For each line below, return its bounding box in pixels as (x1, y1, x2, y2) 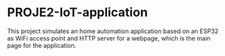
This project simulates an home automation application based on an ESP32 (7, 27, 219, 35)
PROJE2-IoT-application (7, 5, 148, 20)
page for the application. (7, 41, 77, 49)
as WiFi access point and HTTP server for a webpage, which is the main (7, 34, 211, 42)
